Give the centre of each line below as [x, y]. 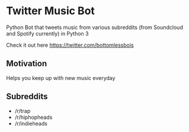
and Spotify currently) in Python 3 [47, 33]
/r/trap [23, 111]
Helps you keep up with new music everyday [61, 78]
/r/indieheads [31, 123]
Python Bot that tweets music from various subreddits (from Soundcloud [95, 27]
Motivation [27, 64]
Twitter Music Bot [50, 11]
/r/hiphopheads [33, 117]
